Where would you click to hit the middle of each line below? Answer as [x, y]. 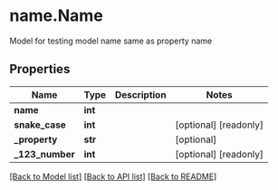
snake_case [40, 125]
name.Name [57, 16]
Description [140, 94]
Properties [40, 69]
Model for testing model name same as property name [111, 41]
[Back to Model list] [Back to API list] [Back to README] [113, 176]
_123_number [44, 154]
